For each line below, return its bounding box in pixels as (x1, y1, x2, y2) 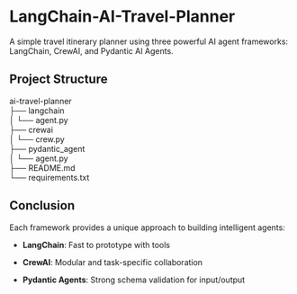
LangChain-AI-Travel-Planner (9, 6, 236, 27)
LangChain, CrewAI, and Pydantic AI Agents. (9, 45, 174, 56)
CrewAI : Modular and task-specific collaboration (22, 256, 203, 267)
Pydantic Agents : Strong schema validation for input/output (22, 274, 246, 285)
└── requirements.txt (9, 172, 90, 183)
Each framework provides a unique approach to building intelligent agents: (9, 222, 285, 233)
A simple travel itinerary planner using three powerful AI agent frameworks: (9, 36, 289, 47)
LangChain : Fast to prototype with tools (22, 239, 171, 250)
